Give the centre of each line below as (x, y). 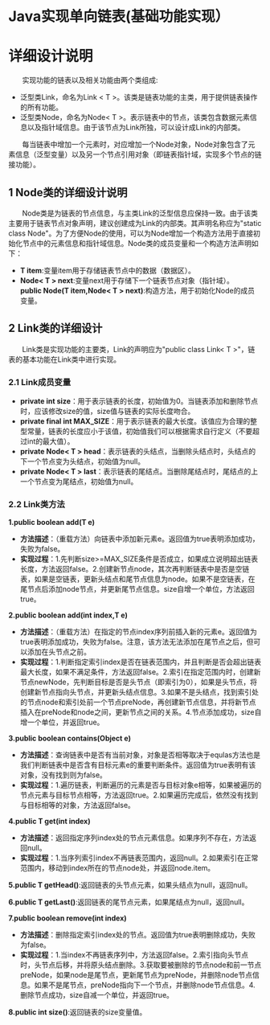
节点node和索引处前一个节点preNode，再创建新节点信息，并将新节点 (141, 702)
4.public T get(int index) (49, 822)
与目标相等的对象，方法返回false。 (77, 806)
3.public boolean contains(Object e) (70, 738)
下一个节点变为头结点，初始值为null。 (82, 461)
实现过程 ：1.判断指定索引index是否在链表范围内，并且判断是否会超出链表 (141, 662)
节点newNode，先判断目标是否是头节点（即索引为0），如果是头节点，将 (138, 682)
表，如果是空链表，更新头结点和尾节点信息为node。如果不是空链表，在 (137, 579)
